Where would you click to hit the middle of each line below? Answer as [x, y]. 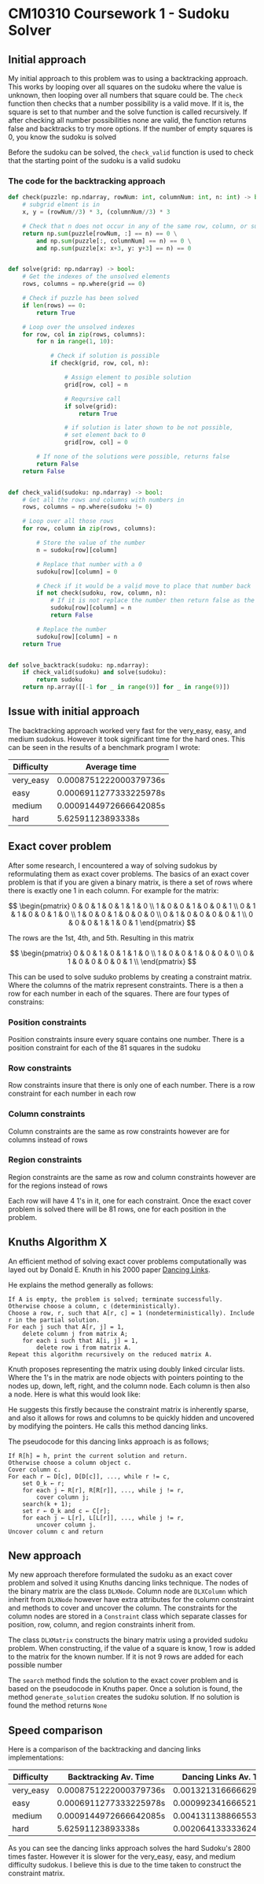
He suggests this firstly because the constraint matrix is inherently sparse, [128, 1409]
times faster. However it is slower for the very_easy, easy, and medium [122, 1856]
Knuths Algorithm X [58, 1242]
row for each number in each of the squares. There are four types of [119, 993]
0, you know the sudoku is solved [62, 137]
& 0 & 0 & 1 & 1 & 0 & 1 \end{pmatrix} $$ [132, 922]
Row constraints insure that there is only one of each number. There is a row [132, 1085]
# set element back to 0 [105, 435]
